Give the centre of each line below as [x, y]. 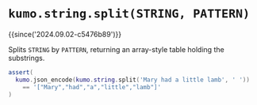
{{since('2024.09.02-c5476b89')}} [65, 34]
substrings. [27, 58]
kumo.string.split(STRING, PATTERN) [129, 14]
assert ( [21, 72]
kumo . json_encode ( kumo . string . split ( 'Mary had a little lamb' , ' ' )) [132, 80]
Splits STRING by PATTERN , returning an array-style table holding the [116, 49]
